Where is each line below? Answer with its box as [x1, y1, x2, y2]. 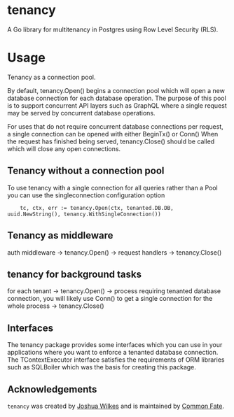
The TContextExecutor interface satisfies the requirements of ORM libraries [7, 355, 226, 364]
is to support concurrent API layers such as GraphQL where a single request [7, 101, 228, 110]
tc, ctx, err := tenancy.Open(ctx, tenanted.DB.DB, [20, 204, 174, 211]
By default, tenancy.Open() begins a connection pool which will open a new [7, 86, 226, 94]
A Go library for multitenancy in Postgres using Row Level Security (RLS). [7, 25, 219, 34]
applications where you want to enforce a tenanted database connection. [7, 348, 219, 357]
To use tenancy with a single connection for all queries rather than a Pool [7, 183, 219, 192]
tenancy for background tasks [7, 268, 142, 280]
